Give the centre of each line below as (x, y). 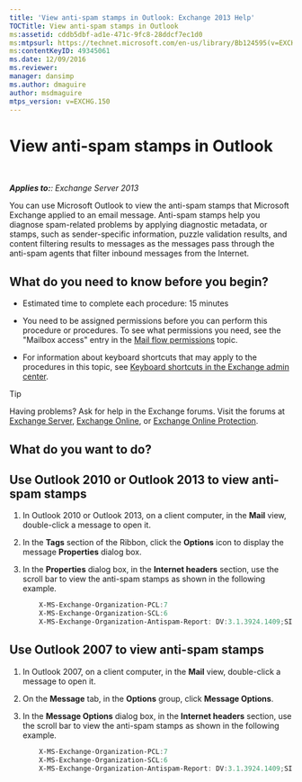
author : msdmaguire (46, 93)
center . (36, 377)
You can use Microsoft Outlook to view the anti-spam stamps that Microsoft (149, 206)
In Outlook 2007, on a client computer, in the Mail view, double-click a (151, 671)
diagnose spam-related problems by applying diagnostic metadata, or (138, 225)
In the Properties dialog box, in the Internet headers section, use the (151, 570)
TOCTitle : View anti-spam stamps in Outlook (94, 26)
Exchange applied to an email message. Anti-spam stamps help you (135, 215)
